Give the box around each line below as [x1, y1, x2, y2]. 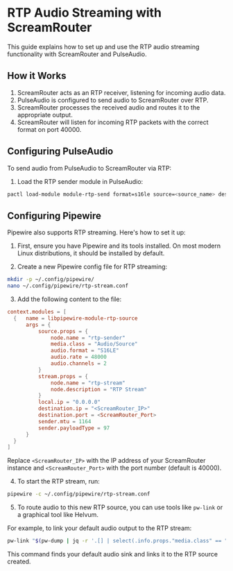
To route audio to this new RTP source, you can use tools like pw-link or [17, 503, 223, 511]
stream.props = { [37, 373, 89, 380]
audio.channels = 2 [51, 360, 107, 367]
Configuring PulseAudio [7, 146, 114, 157]
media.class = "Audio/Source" [51, 341, 138, 348]
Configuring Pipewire [7, 210, 102, 221]
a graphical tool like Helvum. [17, 511, 99, 519]
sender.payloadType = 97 [37, 425, 110, 432]
